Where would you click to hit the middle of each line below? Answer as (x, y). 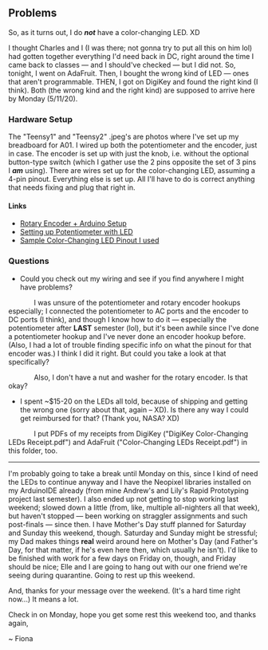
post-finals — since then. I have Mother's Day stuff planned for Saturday (127, 524)
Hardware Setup (41, 119)
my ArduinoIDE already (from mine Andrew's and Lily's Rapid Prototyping (128, 490)
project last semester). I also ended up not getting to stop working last (124, 498)
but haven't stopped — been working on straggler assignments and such (128, 516)
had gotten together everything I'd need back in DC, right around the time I (131, 56)
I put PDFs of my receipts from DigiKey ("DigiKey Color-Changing (141, 433)
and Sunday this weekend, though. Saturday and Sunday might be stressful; (133, 533)
